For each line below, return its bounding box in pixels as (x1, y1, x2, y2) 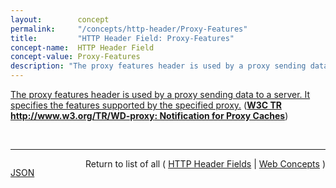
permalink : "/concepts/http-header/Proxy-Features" (10, 24, 248, 34)
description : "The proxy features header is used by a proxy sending (10, 61, 307, 71)
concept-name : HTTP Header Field (10, 42, 155, 53)
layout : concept (10, 14, 110, 25)
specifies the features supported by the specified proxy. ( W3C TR (10, 99, 282, 111)
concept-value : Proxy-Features (10, 52, 141, 62)
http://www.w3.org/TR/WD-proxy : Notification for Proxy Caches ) (10, 110, 289, 121)
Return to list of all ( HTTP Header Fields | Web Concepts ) (85, 158, 326, 170)
